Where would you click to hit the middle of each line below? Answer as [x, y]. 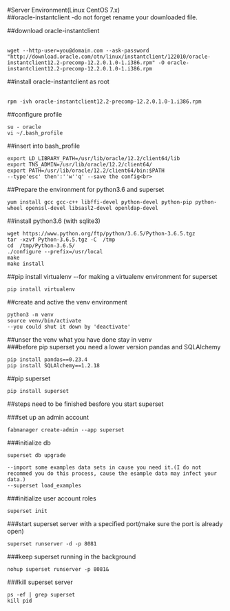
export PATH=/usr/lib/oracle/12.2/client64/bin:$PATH [86, 171]
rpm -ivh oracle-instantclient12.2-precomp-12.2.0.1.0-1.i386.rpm [104, 101]
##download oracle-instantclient [53, 31]
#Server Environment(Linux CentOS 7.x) [64, 10]
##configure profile [35, 114]
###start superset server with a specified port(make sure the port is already [115, 524]
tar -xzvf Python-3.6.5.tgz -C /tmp [61, 240]
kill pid [20, 601]
